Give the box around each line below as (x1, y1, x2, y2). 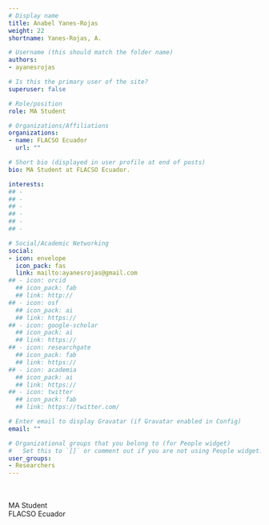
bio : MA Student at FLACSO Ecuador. (8, 166, 130, 174)
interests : (8, 180, 45, 188)
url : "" (15, 144, 42, 152)
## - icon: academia (8, 366, 78, 374)
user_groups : (8, 454, 52, 463)
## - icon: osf (8, 299, 59, 307)
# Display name (8, 11, 59, 20)
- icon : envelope (8, 254, 66, 262)
